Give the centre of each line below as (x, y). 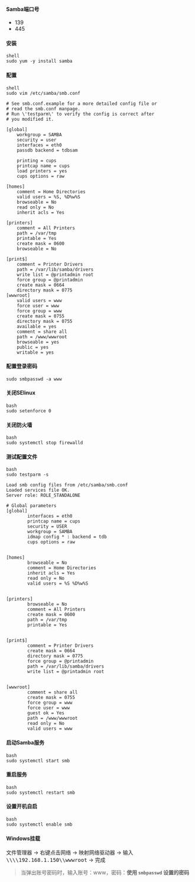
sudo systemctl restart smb (41, 793)
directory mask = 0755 (45, 321)
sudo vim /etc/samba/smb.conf (43, 93)
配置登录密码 (22, 366)
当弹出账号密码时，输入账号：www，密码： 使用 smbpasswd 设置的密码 (105, 873)
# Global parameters (32, 506)
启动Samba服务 (25, 743)
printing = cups (37, 161)
